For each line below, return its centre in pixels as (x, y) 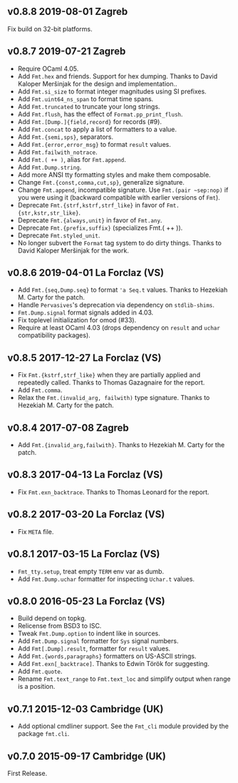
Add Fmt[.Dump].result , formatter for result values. (94, 649)
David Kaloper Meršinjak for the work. (73, 250)
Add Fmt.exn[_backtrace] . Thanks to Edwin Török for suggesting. (114, 664)
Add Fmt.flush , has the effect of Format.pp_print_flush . (100, 114)
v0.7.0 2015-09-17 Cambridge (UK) (87, 756)
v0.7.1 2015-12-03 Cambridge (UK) (86, 709)
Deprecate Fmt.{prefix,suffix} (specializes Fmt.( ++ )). (100, 227)
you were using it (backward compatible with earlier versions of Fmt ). (119, 197)
